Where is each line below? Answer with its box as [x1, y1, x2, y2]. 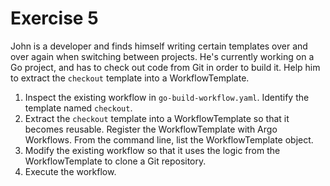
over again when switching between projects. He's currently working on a [10, 50, 315, 62]
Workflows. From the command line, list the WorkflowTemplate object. [24, 133, 314, 146]
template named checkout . [24, 102, 133, 114]
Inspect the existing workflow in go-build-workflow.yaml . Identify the [24, 91, 310, 103]
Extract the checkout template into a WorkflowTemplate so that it [24, 112, 290, 124]
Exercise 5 [10, 7, 99, 30]
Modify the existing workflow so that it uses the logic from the [24, 144, 281, 156]
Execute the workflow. [24, 165, 117, 177]
